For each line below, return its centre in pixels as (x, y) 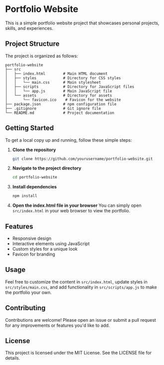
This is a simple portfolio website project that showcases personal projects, (82, 23)
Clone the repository (34, 150)
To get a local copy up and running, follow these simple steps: (69, 140)
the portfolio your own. (29, 292)
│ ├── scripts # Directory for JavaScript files (70, 87)
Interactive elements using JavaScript (51, 244)
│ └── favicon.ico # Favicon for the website (63, 100)
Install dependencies (35, 187)
